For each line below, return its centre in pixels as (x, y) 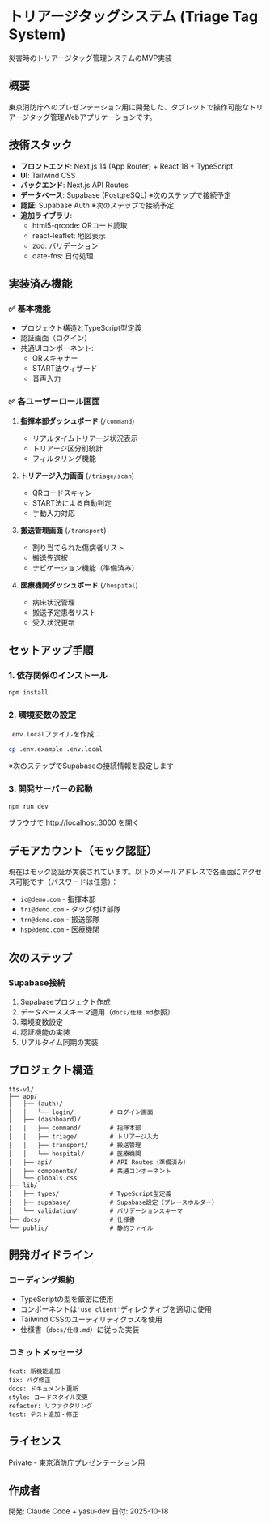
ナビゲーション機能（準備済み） (85, 567)
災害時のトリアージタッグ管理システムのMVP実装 (90, 58)
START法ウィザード (65, 369)
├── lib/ (23, 1185)
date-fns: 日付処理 (63, 255)
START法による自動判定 (72, 502)
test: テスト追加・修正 (44, 1415)
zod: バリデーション (65, 245)
